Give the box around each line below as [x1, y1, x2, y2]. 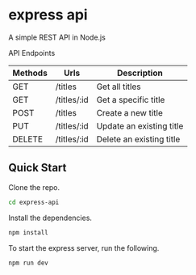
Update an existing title [96, 120, 184, 131]
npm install [8, 228, 48, 236]
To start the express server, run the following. [8, 243, 160, 252]
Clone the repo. [8, 182, 60, 192]
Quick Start [8, 161, 67, 175]
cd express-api [8, 198, 60, 206]
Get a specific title [96, 94, 165, 105]
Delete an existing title [96, 133, 181, 145]
